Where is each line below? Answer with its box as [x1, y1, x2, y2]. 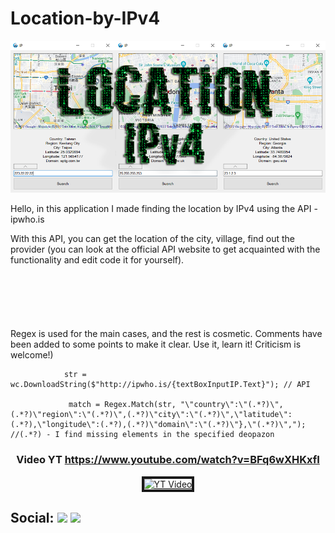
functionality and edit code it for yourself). [10, 254, 185, 266]
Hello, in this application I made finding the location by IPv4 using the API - [10, 203, 318, 215]
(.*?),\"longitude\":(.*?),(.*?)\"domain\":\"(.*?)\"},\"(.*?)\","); [10, 420, 307, 430]
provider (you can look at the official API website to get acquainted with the [10, 243, 321, 256]
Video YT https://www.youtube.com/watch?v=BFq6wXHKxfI [16, 453, 320, 467]
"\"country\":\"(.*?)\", [180, 400, 284, 410]
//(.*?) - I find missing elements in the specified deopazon [10, 430, 275, 440]
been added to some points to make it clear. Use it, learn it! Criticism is [10, 338, 302, 351]
